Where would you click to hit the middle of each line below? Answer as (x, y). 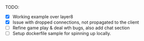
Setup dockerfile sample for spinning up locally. (62, 34)
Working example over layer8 (43, 17)
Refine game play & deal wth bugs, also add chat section (71, 28)
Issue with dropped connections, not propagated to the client (76, 22)
